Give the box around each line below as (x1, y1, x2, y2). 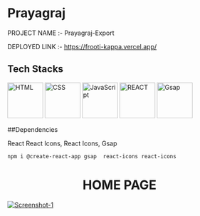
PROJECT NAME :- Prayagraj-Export (7, 29, 115, 37)
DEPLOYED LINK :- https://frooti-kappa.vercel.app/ (7, 42, 157, 51)
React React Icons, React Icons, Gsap (7, 139, 117, 148)
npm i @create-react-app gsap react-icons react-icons (7, 153, 177, 160)
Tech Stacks (7, 63, 64, 76)
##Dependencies (7, 125, 58, 133)
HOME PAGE (83, 177, 157, 193)
